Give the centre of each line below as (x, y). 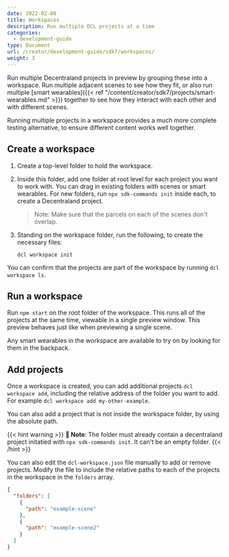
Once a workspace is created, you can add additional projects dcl (100, 386)
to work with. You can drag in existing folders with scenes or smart (111, 186)
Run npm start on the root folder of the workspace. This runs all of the (106, 312)
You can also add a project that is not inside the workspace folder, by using (113, 414)
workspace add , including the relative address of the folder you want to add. (113, 394)
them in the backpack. (39, 348)
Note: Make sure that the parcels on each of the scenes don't (121, 214)
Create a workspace (51, 149)
